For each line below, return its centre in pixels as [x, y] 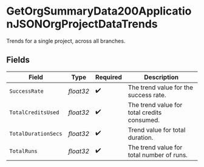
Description [161, 77]
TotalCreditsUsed [34, 112]
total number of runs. [158, 155]
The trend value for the [160, 87]
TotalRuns [23, 151]
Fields [18, 60]
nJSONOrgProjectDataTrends [82, 24]
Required [109, 77]
